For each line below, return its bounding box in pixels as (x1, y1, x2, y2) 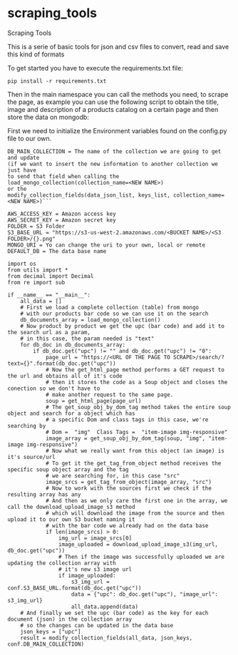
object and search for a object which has (7, 410, 135, 417)
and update (7, 154, 40, 161)
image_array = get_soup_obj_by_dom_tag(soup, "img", (45, 435, 205, 442)
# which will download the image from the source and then (45, 510, 224, 517)
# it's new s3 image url (58, 565, 133, 573)
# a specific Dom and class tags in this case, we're (45, 416, 209, 423)
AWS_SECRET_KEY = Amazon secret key (7, 216, 116, 224)
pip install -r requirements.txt (7, 77, 107, 85)
